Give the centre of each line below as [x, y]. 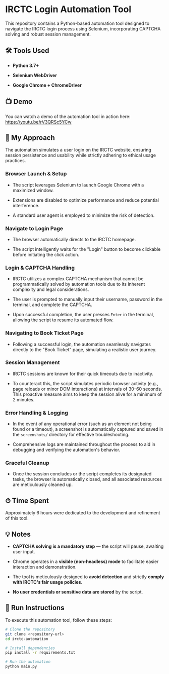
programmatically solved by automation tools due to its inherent [79, 284]
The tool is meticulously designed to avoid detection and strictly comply [88, 577]
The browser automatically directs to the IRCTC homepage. [74, 239]
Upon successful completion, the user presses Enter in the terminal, [83, 315]
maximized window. [33, 190]
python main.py [21, 667]
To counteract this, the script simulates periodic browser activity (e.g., [85, 383]
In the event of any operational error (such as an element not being [82, 424]
